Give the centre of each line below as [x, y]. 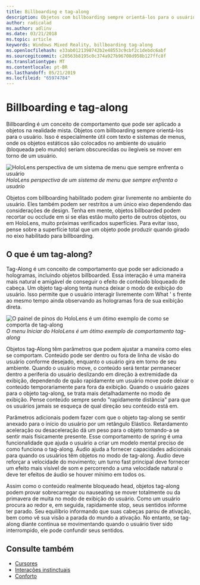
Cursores [26, 563]
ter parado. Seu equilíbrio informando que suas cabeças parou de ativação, [99, 511]
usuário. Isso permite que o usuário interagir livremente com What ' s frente [99, 294]
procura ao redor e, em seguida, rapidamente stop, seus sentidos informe [97, 505]
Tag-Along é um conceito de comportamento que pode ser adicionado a [95, 269]
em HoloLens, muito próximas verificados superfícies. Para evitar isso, [93, 223]
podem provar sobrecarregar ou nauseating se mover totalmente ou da [93, 492]
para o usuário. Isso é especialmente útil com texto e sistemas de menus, [96, 137]
